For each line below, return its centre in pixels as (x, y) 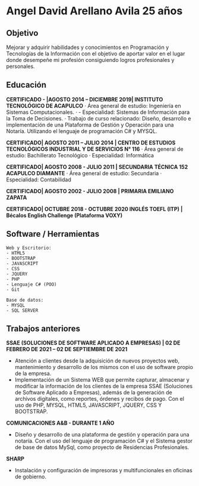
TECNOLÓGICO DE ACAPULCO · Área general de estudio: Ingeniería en (94, 106)
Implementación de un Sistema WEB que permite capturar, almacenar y (102, 380)
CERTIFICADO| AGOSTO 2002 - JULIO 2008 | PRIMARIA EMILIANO (90, 191)
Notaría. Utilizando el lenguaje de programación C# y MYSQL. (82, 131)
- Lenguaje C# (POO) (32, 284)
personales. (20, 66)
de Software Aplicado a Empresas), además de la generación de (93, 392)
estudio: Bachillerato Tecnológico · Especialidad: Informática (80, 155)
